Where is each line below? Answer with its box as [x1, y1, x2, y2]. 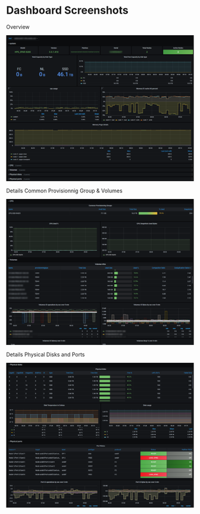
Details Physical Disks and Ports [6, 351, 85, 358]
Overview [6, 23, 30, 30]
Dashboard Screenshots [6, 4, 129, 17]
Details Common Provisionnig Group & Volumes [6, 187, 123, 194]
